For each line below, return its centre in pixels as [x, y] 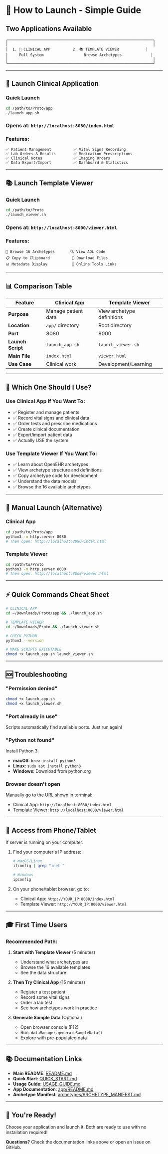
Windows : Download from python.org [52, 771]
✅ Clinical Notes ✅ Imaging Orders [58, 158]
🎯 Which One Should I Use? [49, 387]
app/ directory [63, 325]
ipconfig [22, 879]
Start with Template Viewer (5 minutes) [54, 952]
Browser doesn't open [33, 784]
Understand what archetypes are [54, 962]
